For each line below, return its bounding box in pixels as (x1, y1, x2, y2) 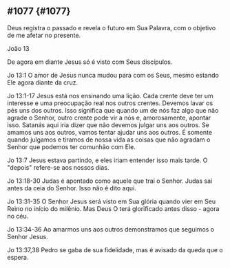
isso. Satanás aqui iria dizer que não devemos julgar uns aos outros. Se (7, 120, 210, 129)
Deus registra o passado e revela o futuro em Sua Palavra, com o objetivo (7, 23, 216, 32)
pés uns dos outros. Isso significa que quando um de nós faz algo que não (7, 106, 219, 114)
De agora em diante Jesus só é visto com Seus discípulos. (7, 58, 173, 66)
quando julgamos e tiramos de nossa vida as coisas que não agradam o (7, 135, 211, 144)
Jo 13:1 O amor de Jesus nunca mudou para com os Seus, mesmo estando (7, 71, 219, 79)
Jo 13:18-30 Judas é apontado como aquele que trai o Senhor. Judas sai (7, 177, 213, 185)
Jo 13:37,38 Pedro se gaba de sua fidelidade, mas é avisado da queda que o (7, 245, 223, 254)
